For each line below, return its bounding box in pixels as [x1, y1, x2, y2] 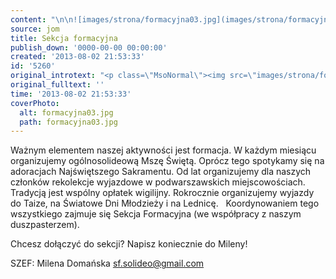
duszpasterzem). [10, 219, 80, 231]
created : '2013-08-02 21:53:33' [10, 52, 145, 62]
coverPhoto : [10, 98, 60, 108]
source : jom [10, 24, 60, 34]
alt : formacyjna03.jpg [19, 107, 114, 118]
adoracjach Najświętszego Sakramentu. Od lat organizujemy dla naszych [10, 166, 312, 178]
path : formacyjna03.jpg [19, 117, 118, 127]
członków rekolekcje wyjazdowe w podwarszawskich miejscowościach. [10, 176, 306, 188]
